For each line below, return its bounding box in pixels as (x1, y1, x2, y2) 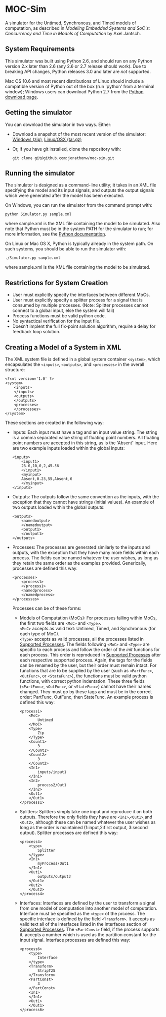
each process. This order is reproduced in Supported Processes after (19, 652, 162, 658)
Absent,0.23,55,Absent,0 (21, 477, 73, 481)
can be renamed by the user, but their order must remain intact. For (19, 662, 157, 668)
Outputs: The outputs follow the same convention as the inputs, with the (12, 494, 159, 499)
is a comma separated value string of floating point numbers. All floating (12, 435, 160, 440)
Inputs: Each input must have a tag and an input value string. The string (12, 429, 158, 435)
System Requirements (5, 45, 75, 53)
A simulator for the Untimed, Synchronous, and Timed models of (5, 20, 137, 26)
